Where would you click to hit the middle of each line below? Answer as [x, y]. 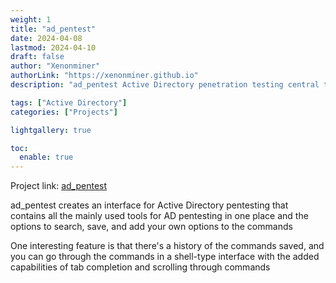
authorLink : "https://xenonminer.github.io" [104, 76]
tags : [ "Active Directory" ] [69, 102]
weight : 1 [31, 19]
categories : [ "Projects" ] [64, 112]
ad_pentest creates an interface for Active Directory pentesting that [149, 205]
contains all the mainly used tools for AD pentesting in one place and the [159, 216]
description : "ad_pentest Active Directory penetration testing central [165, 85]
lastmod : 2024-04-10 [53, 47]
